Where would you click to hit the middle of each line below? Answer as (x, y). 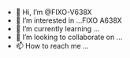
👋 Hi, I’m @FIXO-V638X (54, 12)
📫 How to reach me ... (52, 46)
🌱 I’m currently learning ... (58, 29)
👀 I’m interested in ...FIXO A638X (69, 20)
